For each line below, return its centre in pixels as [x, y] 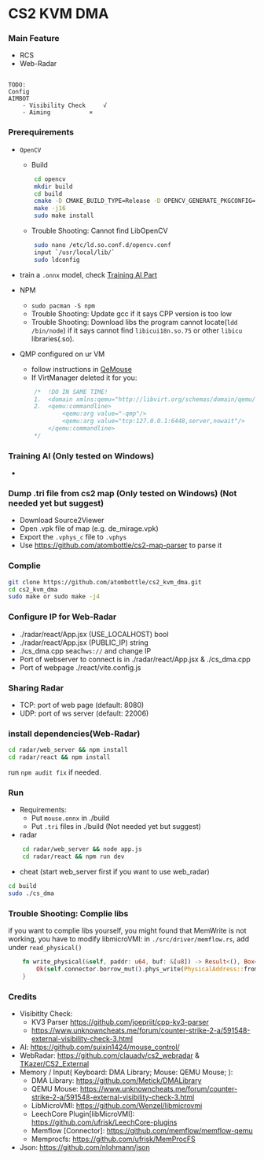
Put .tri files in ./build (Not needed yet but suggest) [116, 827]
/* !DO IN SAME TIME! [71, 392]
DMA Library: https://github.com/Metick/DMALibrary [116, 1080]
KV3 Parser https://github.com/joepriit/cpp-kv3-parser [120, 1022]
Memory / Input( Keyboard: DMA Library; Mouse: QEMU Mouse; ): [126, 1072]
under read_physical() [45, 948]
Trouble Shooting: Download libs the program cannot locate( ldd [134, 322]
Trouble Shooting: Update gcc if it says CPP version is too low [131, 313]
